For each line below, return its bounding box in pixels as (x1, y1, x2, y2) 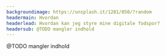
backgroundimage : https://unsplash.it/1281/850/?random (6, 9, 152, 15)
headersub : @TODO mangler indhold (6, 26, 95, 32)
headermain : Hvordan (6, 15, 59, 21)
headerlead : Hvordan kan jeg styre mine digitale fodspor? (6, 20, 160, 26)
